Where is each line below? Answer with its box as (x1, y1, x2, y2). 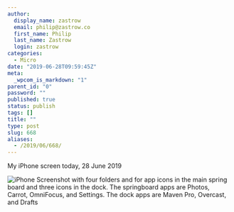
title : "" (7, 116, 37, 123)
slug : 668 (7, 129, 37, 136)
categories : (7, 50, 43, 57)
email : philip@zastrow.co (14, 23, 91, 30)
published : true (7, 96, 55, 104)
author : (7, 10, 31, 18)
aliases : (7, 135, 33, 143)
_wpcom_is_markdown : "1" (14, 76, 87, 84)
